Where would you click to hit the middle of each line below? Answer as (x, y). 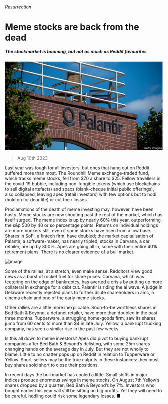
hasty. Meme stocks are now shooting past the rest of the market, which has (84, 215)
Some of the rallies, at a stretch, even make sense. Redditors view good (79, 271)
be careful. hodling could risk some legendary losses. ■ (63, 396)
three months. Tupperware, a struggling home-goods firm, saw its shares (80, 318)
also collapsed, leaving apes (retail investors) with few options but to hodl (81, 194)
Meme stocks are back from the (72, 27)
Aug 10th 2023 (33, 158)
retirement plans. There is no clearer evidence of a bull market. (70, 252)
